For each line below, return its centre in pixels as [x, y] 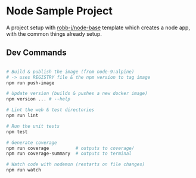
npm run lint [22, 115]
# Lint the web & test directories [50, 110]
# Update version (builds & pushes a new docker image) [77, 94]
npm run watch [24, 170]
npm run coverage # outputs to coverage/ [70, 148]
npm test [17, 132]
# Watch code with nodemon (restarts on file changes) [76, 165]
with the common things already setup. [54, 33]
